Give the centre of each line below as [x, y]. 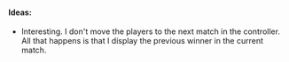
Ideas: [20, 12]
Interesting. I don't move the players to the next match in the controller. [151, 31]
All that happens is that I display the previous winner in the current [142, 41]
